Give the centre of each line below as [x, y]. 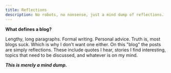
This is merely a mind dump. [36, 65]
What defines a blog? [28, 29]
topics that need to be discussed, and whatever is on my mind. [72, 55]
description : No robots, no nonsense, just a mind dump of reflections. [85, 15]
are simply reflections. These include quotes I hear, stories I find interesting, [85, 50]
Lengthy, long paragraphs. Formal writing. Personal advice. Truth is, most [83, 39]
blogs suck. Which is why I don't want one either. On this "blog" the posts [83, 44]
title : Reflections [26, 10]
